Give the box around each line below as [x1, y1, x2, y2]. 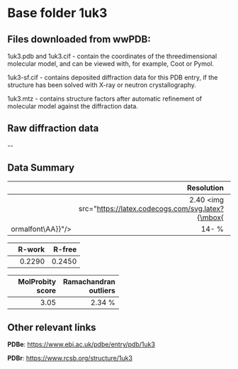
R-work [18, 244, 45, 254]
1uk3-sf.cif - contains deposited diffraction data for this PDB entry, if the [7, 73, 218, 81]
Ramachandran [62, 276, 115, 286]
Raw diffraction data [7, 123, 99, 135]
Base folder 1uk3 [7, 5, 108, 21]
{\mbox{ [197, 212, 225, 222]
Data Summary [7, 161, 75, 174]
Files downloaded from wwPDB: [7, 33, 151, 45]
